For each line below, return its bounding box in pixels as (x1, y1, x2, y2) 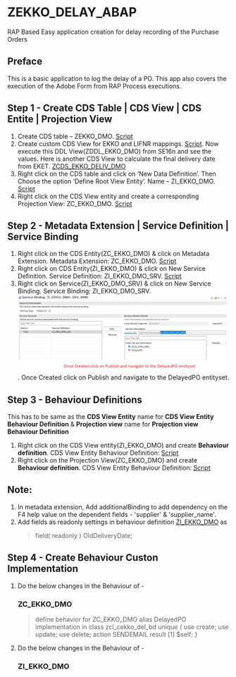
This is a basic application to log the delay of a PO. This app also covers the (7, 74, 227, 83)
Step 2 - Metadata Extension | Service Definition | (7, 219, 229, 231)
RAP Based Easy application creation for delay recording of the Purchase (7, 28, 219, 36)
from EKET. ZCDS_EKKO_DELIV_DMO (17, 161, 126, 170)
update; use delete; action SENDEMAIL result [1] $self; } (35, 630, 198, 638)
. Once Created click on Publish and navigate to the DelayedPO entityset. (17, 373, 230, 382)
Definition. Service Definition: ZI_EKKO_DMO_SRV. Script (17, 272, 182, 281)
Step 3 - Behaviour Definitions (7, 394, 143, 405)
